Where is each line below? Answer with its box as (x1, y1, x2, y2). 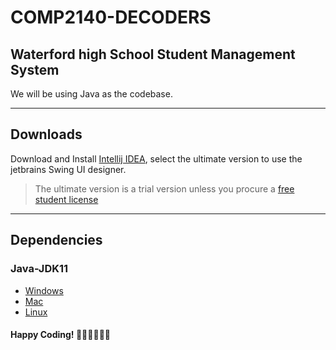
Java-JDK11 (10, 262, 69, 276)
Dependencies (10, 232, 103, 249)
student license (34, 193, 99, 205)
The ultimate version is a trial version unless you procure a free (34, 182, 295, 195)
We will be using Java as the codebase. (10, 88, 173, 100)
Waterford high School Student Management (10, 46, 296, 63)
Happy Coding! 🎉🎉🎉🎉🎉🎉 (10, 329, 112, 341)
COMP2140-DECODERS (10, 6, 212, 29)
